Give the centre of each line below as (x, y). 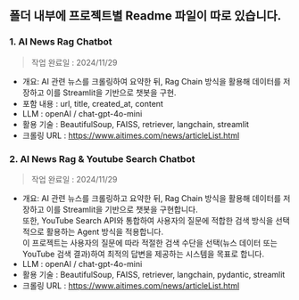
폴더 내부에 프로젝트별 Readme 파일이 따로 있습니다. (145, 16)
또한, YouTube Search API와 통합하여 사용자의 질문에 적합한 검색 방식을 (148, 220)
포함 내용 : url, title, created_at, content (92, 103)
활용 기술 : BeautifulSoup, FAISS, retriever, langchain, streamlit (136, 124)
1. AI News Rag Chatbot (61, 42)
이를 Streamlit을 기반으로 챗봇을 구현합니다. (122, 209)
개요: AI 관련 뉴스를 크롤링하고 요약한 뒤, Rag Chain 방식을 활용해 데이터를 (151, 198)
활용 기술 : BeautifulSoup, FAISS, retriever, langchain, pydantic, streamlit (154, 274)
